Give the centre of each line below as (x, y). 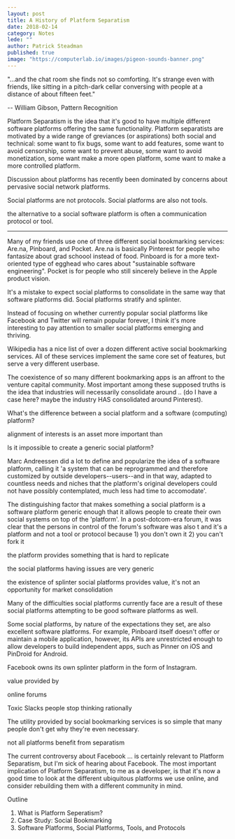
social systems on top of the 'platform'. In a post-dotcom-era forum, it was (114, 519)
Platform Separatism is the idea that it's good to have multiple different (109, 121)
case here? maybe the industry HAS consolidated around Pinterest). (105, 399)
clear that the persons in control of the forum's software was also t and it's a (117, 526)
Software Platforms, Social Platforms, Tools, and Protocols (101, 827)
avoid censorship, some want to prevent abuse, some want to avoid (105, 150)
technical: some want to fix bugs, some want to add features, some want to (116, 143)
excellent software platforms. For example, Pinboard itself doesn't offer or (114, 631)
